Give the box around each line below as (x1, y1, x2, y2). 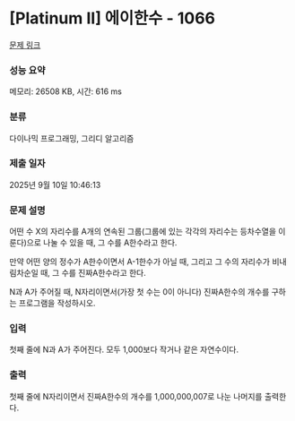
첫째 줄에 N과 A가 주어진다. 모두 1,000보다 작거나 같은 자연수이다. (9, 344, 239, 355)
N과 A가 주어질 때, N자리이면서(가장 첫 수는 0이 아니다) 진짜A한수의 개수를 (9, 287, 270, 297)
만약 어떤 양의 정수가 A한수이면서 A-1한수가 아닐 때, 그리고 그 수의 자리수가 (9, 256, 271, 267)
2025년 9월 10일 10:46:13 (9, 179, 101, 190)
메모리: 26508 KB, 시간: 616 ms (9, 86, 123, 97)
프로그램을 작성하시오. (18, 297, 96, 309)
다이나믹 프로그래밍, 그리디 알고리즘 (9, 133, 134, 143)
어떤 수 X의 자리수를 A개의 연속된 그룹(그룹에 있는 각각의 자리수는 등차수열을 (9, 226, 276, 237)
